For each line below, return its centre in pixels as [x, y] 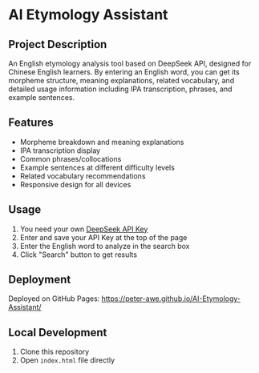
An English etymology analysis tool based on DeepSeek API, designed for [130, 63]
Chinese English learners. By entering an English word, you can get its [124, 72]
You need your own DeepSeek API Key [84, 229]
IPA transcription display [60, 150]
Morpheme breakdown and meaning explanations [102, 142]
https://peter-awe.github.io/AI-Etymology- [171, 299]
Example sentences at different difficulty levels [97, 167]
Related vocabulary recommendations [83, 176]
